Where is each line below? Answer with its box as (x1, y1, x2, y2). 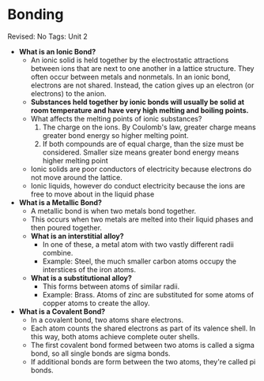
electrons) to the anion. (30, 88, 107, 98)
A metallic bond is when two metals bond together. (30, 206, 197, 215)
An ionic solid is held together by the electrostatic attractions (30, 55, 229, 65)
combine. (42, 248, 74, 257)
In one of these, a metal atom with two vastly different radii (42, 239, 235, 249)
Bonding (7, 6, 64, 24)
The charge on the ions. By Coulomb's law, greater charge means (42, 122, 256, 132)
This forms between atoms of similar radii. (42, 282, 180, 291)
